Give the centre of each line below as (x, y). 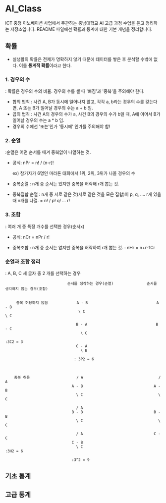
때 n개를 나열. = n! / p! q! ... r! (41, 201)
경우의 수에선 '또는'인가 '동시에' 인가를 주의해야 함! (61, 126)
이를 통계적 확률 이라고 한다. (45, 65)
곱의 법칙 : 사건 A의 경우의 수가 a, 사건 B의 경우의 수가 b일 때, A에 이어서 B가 (86, 114)
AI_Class (24, 9)
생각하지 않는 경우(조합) (27, 289)
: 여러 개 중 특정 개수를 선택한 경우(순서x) (45, 226)
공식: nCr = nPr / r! (31, 237)
